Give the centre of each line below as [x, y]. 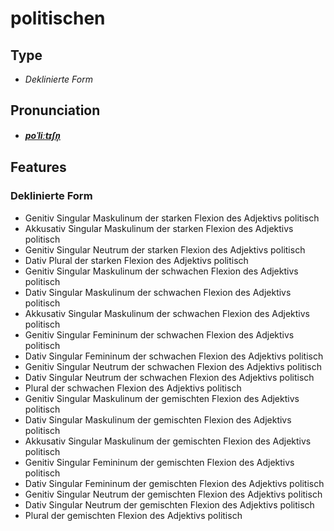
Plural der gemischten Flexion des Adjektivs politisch [133, 515]
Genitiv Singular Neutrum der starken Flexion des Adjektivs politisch [165, 249]
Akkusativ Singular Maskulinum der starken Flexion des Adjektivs [159, 228]
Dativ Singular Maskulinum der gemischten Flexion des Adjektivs [158, 419]
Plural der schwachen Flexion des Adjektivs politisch [133, 388]
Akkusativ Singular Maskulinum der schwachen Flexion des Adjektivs [167, 313]
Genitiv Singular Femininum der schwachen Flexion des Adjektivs [159, 334]
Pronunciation [55, 110]
